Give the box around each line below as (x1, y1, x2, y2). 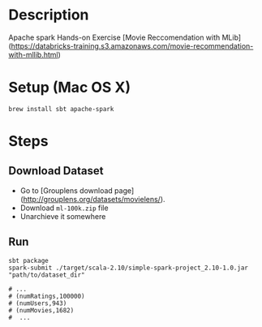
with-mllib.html (8, 49, 58, 59)
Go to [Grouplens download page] (19, 185, 135, 196)
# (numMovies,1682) (8, 306, 75, 314)
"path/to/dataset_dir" (8, 270, 85, 279)
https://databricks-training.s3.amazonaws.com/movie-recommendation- (11, 41, 254, 50)
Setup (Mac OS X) (8, 79, 131, 97)
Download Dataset (8, 164, 104, 178)
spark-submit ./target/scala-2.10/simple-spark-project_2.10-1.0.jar (8, 264, 249, 272)
